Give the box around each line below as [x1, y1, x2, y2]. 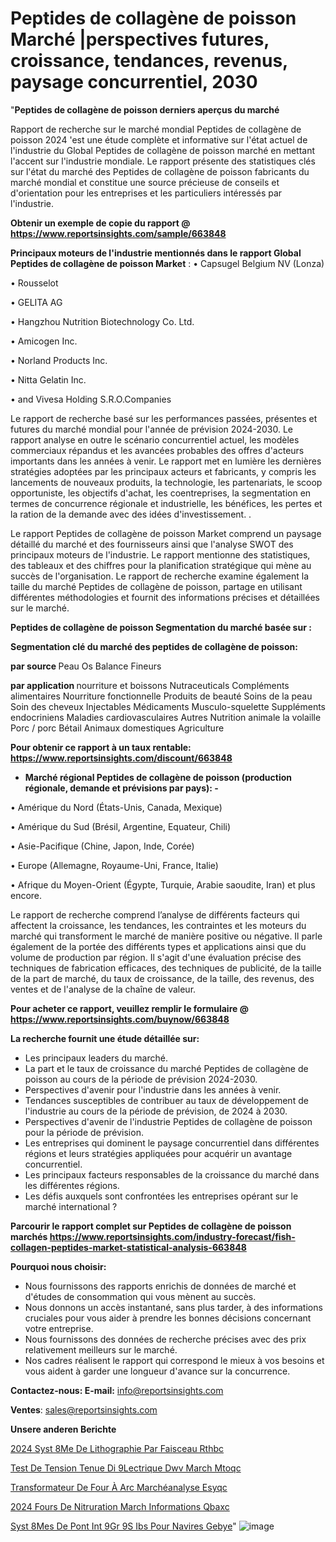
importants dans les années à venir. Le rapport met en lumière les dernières [10, 455, 322, 467]
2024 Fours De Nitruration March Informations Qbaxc [10, 1500, 230, 1512]
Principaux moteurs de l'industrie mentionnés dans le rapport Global [10, 247, 302, 259]
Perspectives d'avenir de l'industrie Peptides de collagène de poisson [24, 1115, 313, 1127]
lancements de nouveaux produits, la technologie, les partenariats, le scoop [10, 476, 323, 488]
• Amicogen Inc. [10, 335, 78, 347]
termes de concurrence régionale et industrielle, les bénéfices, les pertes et [10, 497, 323, 509]
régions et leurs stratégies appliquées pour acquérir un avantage [24, 1147, 293, 1159]
